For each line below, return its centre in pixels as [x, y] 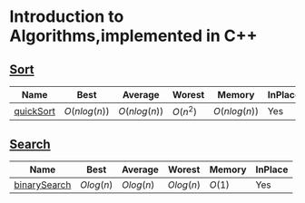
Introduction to [67, 17]
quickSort [35, 111]
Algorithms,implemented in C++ [133, 36]
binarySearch [43, 185]
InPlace [272, 169]
